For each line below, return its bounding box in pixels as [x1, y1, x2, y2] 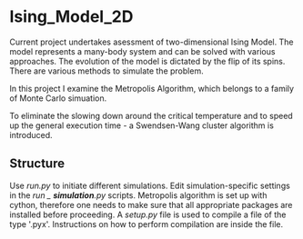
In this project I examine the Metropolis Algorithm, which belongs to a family [9, 83, 294, 94]
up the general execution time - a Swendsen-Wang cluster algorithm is [9, 120, 275, 131]
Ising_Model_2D [9, 6, 134, 27]
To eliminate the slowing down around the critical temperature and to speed [9, 110, 293, 121]
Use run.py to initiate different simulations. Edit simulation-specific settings [9, 180, 291, 191]
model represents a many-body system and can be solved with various [9, 45, 276, 56]
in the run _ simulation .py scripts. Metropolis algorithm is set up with [9, 189, 268, 201]
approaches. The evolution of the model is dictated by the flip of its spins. [9, 55, 286, 66]
